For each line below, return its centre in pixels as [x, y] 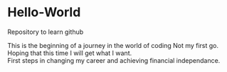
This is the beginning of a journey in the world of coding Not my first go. [113, 45]
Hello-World [44, 12]
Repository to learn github [46, 32]
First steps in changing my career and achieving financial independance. [114, 60]
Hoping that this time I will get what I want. [70, 53]
